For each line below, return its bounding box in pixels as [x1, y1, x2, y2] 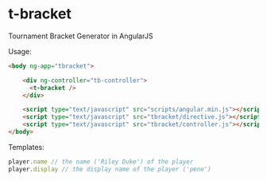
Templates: [8, 142, 45, 151]
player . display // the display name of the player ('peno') [8, 165, 212, 173]
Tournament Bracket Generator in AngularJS [8, 31, 153, 41]
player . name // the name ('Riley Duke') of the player [8, 157, 194, 166]
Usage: [8, 46, 32, 56]
